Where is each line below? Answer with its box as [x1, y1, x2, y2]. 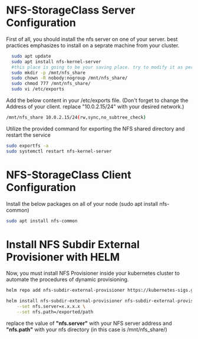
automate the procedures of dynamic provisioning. [6, 276, 129, 283]
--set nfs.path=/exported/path [16, 309, 94, 315]
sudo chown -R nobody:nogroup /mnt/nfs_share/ [11, 75, 128, 81]
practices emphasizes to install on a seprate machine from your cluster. [6, 42, 180, 49]
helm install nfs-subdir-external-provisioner [6, 298, 123, 304]
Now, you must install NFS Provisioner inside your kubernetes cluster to [6, 269, 180, 277]
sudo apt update [11, 53, 51, 59]
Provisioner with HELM [6, 250, 120, 264]
